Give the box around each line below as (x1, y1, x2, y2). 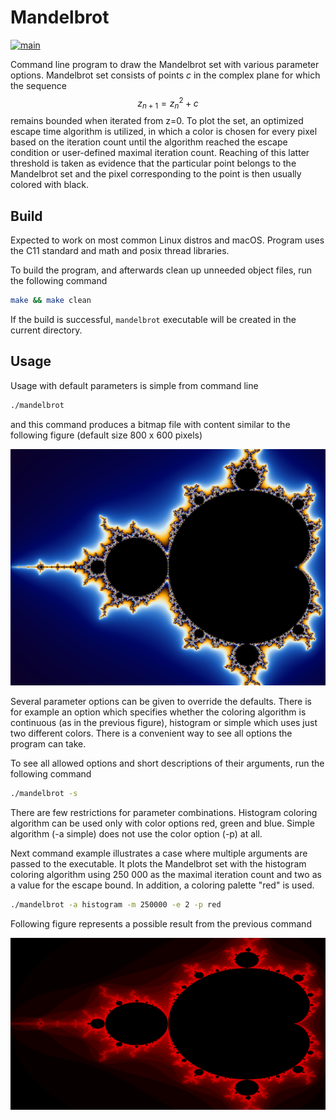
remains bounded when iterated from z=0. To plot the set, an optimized (10, 115, 304, 127)
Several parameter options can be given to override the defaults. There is (10, 696, 312, 707)
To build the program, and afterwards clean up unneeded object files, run (10, 264, 313, 276)
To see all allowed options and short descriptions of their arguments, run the (10, 757, 325, 769)
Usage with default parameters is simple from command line (10, 379, 259, 391)
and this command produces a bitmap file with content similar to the (10, 418, 291, 430)
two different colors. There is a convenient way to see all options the (10, 727, 293, 739)
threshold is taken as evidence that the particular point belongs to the (10, 157, 297, 170)
